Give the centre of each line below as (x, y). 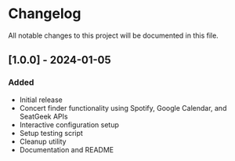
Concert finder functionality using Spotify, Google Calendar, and (123, 108)
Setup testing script (51, 133)
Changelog (45, 14)
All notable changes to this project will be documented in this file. (114, 35)
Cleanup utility (43, 141)
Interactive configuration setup (69, 124)
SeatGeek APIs (43, 116)
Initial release (41, 100)
